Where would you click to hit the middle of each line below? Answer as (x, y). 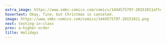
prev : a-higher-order (27, 28)
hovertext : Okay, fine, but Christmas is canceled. (59, 14)
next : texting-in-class (30, 23)
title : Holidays (22, 33)
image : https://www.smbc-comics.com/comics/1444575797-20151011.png (77, 19)
